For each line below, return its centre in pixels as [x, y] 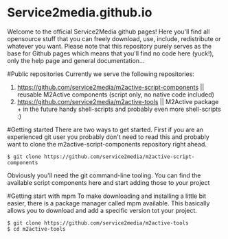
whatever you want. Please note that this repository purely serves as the [109, 46]
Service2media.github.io [80, 13]
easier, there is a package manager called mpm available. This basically [109, 203]
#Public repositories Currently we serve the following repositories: [101, 74]
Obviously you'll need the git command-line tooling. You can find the [104, 175]
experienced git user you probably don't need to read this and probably [108, 137]
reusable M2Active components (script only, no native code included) [116, 95]
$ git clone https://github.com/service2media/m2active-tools [98, 223]
